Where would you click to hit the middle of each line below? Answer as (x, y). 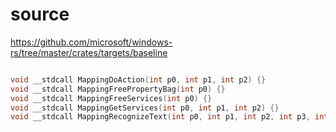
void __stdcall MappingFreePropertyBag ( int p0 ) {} (118, 89)
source (40, 14)
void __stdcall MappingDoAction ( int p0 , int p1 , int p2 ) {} (138, 79)
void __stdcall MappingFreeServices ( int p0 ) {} (111, 98)
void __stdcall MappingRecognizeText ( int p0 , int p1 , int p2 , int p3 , (160, 117)
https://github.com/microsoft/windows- (91, 42)
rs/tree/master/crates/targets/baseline (89, 52)
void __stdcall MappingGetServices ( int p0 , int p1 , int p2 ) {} (145, 108)
